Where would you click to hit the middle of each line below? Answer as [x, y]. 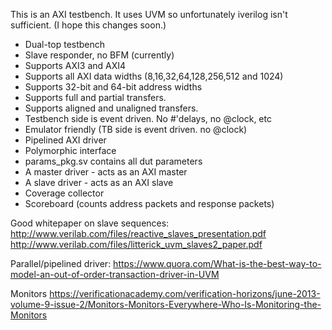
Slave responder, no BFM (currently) [99, 55]
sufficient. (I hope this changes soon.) [88, 25]
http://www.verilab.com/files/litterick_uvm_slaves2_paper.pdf [136, 244]
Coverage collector [64, 193]
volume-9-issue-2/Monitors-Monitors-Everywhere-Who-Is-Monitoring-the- [166, 304]
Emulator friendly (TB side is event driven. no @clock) [136, 129]
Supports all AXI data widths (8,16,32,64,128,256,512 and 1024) [154, 76]
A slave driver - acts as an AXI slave [99, 182]
